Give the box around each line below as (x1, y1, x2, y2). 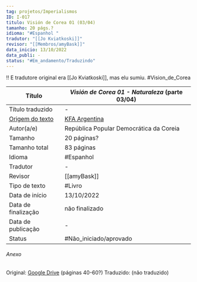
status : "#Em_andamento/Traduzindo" (6, 58, 96, 63)
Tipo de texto (9, 182, 46, 190)
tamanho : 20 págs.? (6, 25, 54, 31)
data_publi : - (6, 52, 41, 58)
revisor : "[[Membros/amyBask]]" (6, 42, 85, 48)
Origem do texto (9, 115, 54, 123)
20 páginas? (64, 133, 99, 142)
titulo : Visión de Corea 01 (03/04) (6, 19, 96, 25)
